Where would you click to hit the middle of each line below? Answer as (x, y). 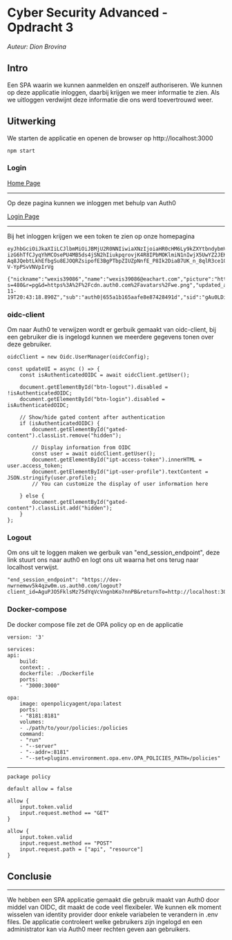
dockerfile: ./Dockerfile (57, 673)
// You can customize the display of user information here (120, 484)
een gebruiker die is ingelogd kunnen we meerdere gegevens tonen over (110, 337)
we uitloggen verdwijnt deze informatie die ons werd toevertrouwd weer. (110, 100)
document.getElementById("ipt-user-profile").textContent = (120, 472)
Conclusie (29, 877)
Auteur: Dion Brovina (37, 46)
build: (29, 661)
